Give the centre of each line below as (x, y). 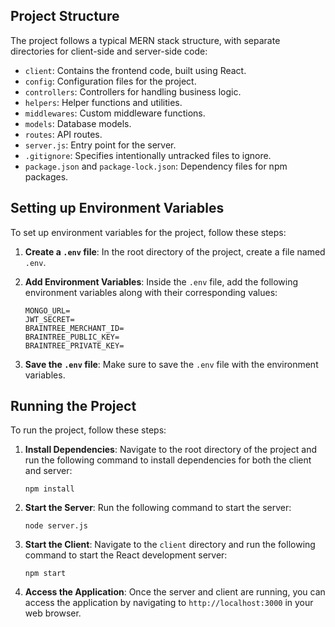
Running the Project (73, 406)
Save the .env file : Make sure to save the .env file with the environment (171, 364)
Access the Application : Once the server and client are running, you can (175, 592)
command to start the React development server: (126, 555)
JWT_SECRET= (49, 319)
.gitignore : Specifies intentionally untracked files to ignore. (148, 155)
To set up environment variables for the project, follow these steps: (148, 232)
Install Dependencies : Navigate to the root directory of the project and (170, 450)
